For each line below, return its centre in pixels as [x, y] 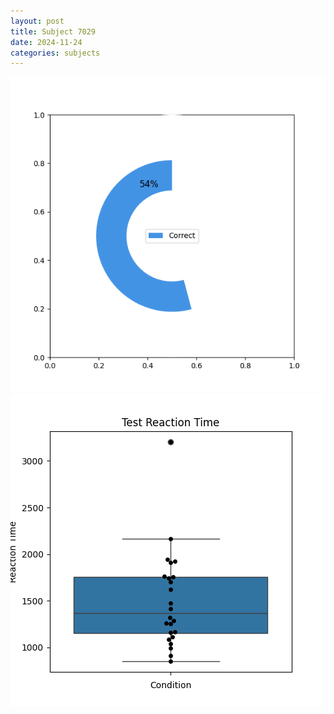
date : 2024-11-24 [46, 42]
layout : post [37, 21]
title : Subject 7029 [53, 31]
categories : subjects [55, 53]
